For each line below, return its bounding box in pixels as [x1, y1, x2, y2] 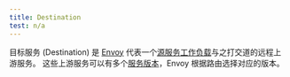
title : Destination [9, 12, 82, 22]
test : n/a [9, 21, 46, 30]
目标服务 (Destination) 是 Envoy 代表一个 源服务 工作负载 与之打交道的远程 [9, 46, 274, 58]
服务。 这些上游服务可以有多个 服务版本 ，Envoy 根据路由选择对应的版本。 [16, 58, 285, 68]
